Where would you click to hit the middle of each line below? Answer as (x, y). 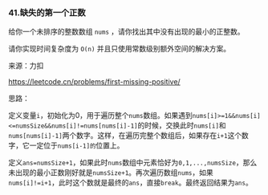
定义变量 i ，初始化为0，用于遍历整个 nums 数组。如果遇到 (100, 116)
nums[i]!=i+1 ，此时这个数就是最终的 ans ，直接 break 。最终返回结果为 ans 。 (130, 183)
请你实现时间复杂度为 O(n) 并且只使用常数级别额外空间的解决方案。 (120, 49)
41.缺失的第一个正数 (47, 12)
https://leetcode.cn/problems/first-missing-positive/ (94, 82)
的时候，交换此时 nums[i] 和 (182, 125)
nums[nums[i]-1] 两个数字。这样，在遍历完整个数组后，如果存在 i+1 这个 (125, 136)
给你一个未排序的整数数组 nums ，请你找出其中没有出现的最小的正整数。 (126, 32)
